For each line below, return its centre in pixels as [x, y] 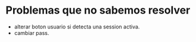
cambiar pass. [32, 33]
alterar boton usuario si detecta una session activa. [77, 27]
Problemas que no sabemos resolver [98, 10]
